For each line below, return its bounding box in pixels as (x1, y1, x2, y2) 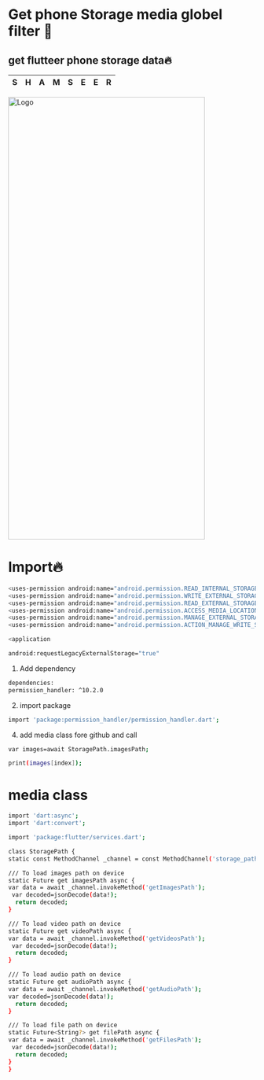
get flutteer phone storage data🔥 (8, 53, 172, 67)
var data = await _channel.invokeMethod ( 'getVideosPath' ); (8, 934, 206, 942)
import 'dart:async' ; (8, 812, 79, 820)
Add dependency (19, 663, 76, 673)
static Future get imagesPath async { (8, 876, 135, 884)
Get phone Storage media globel (8, 6, 223, 24)
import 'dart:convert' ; (8, 820, 86, 828)
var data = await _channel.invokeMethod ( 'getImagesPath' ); (8, 883, 206, 892)
